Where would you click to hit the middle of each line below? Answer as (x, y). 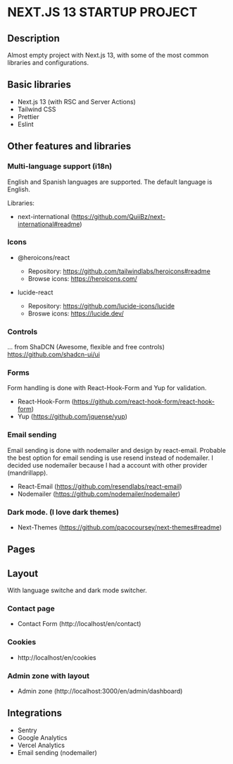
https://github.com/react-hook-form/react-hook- (144, 401)
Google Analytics (42, 737)
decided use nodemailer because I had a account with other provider (107, 465)
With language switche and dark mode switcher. (77, 590)
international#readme (49, 224)
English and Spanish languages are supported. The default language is (110, 182)
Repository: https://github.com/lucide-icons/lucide (101, 306)
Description (33, 38)
